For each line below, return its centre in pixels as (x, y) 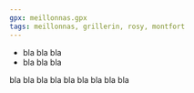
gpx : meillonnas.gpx (49, 18)
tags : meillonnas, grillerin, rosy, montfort (97, 26)
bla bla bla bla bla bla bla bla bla (69, 79)
